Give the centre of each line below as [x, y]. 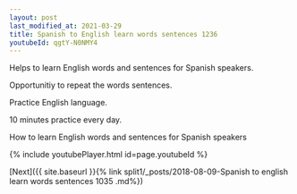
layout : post [34, 17]
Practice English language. [58, 103]
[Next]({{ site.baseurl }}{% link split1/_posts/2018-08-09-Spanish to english [149, 172]
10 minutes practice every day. [66, 120]
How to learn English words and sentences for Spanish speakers [128, 137]
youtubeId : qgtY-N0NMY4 [54, 42]
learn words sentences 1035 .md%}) [76, 181]
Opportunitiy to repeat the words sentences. [91, 85]
